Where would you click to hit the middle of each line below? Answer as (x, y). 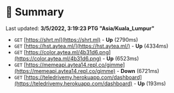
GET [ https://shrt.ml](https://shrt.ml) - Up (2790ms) (76, 39)
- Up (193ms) (150, 83)
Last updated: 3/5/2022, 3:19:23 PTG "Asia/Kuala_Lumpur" (80, 28)
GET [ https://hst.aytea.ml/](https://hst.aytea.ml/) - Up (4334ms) (91, 46)
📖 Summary (35, 12)
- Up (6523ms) (121, 58)
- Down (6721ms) (138, 71)
